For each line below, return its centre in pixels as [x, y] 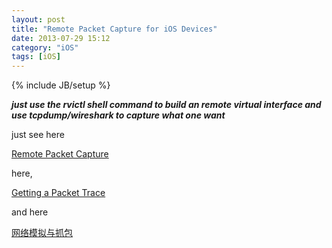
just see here [38, 135]
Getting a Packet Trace [58, 193]
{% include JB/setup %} [61, 85]
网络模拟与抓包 [42, 233]
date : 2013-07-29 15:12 [61, 38]
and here [30, 212]
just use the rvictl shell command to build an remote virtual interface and [166, 105]
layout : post [38, 19]
